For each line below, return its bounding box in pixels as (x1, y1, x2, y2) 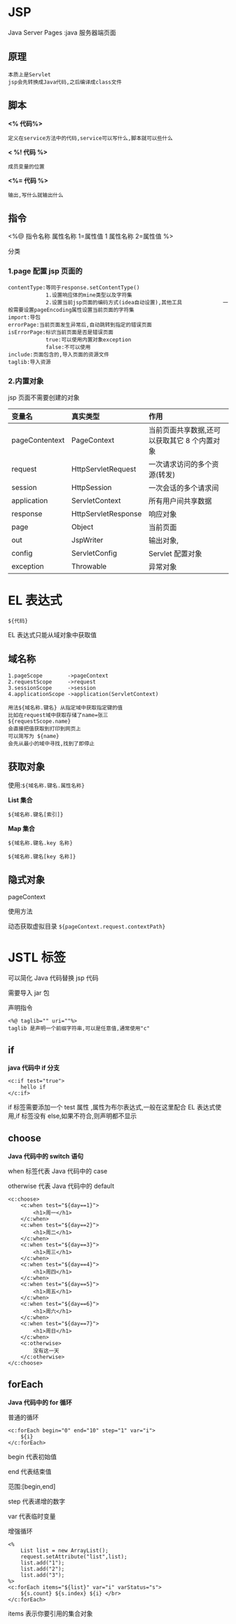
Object (71, 521, 94, 531)
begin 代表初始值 (8, 1452, 57, 1461)
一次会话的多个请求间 (148, 483, 219, 493)
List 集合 (8, 796, 33, 804)
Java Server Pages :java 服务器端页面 (8, 28, 116, 36)
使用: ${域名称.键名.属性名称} (8, 781, 85, 789)
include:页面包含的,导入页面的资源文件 (8, 351, 109, 358)
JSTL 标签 (8, 949, 66, 965)
